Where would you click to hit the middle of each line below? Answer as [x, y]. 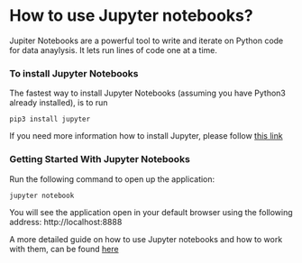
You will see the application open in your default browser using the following [151, 212]
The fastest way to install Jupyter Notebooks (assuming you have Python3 [147, 93]
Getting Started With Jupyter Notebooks [100, 159]
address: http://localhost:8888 [66, 222]
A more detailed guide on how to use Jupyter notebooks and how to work [146, 239]
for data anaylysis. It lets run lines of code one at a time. [114, 50]
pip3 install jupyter [50, 119]
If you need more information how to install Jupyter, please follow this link [146, 136]
